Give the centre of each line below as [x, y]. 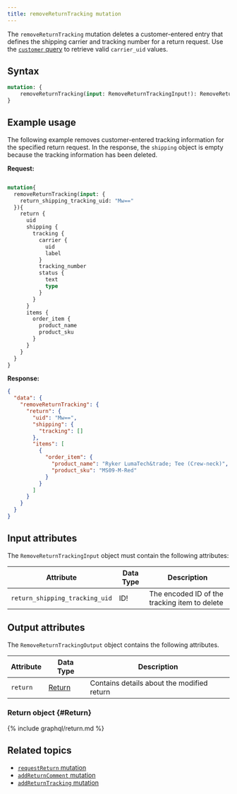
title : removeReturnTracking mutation [64, 14]
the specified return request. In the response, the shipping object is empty [115, 147]
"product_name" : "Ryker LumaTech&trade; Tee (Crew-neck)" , [140, 464]
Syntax [23, 71]
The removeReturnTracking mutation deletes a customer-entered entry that [115, 34]
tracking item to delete [186, 602]
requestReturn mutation [52, 767]
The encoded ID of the [186, 593]
